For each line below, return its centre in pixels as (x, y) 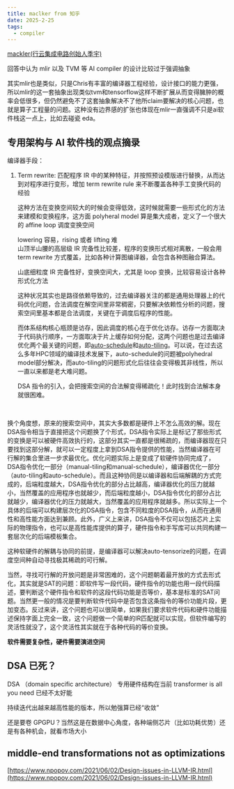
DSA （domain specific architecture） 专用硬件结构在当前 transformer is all (115, 684)
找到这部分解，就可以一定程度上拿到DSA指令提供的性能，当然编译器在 (114, 450)
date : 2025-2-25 (31, 20)
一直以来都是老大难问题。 (54, 371)
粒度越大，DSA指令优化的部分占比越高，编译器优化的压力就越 (126, 484)
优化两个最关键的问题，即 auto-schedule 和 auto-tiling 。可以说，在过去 (117, 345)
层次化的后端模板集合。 (47, 537)
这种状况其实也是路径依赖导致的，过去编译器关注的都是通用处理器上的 (118, 296)
